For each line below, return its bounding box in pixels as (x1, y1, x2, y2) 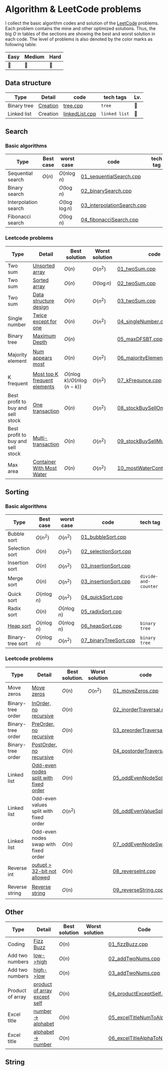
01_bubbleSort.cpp (80, 534, 126, 541)
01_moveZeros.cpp (112, 687, 159, 694)
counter (139, 584, 158, 589)
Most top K (32, 370, 58, 377)
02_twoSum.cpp (117, 280, 156, 287)
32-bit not (31, 868, 56, 875)
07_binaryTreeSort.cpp (80, 637, 135, 644)
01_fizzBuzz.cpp (108, 941, 148, 948)
